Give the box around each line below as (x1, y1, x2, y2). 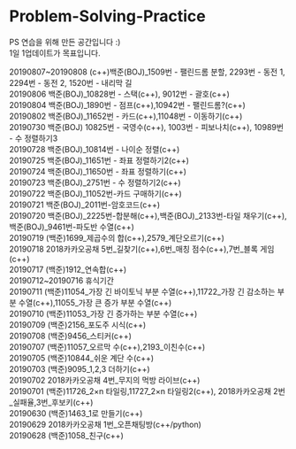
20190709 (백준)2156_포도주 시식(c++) (9, 319, 147, 329)
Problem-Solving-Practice (9, 6, 206, 27)
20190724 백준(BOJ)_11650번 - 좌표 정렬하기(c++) (9, 166, 187, 176)
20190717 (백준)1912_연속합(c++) (9, 264, 127, 275)
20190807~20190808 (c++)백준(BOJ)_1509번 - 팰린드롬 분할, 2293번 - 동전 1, (9, 66, 285, 77)
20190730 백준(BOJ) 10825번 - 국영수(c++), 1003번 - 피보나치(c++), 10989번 (9, 121, 285, 132)
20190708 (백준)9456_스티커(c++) (9, 330, 133, 341)
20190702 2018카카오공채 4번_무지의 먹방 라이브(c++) (9, 375, 201, 385)
